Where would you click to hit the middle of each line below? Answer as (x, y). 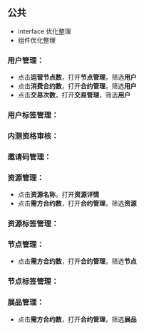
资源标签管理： (33, 224)
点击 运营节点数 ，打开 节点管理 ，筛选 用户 (77, 78)
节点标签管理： (33, 282)
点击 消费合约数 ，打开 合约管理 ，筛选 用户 (77, 86)
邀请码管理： (30, 156)
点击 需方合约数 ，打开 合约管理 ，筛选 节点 (77, 261)
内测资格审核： (33, 136)
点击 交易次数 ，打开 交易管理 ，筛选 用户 (74, 95)
